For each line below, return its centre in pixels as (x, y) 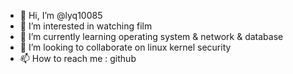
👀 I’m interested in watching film (86, 26)
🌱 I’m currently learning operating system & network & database (151, 36)
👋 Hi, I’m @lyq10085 (61, 15)
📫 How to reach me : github (78, 58)
